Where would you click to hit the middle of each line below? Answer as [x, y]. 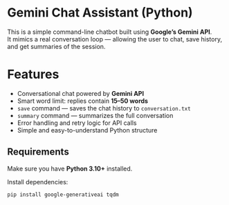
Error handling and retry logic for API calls [77, 123]
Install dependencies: [38, 182]
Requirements [38, 152]
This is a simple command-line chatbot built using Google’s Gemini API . [110, 32]
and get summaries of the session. [56, 46]
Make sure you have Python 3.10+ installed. [70, 168]
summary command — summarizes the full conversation [95, 115]
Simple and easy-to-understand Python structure [87, 130]
